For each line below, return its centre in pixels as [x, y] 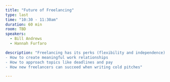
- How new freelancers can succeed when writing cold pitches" [74, 67]
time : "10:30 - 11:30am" [32, 19]
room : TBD [16, 29]
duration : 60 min [24, 24]
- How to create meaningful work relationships [57, 57]
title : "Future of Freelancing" [40, 10]
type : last [17, 15]
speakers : [16, 34]
